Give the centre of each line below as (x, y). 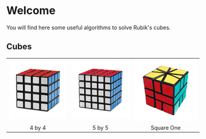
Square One (166, 127)
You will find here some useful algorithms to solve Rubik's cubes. (89, 27)
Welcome (31, 11)
